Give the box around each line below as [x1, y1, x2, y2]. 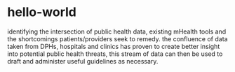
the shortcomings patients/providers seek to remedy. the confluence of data [7, 34, 228, 43]
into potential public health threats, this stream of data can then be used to [7, 50, 223, 58]
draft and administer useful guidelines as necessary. [7, 57, 159, 65]
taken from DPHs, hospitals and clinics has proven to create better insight [7, 42, 220, 50]
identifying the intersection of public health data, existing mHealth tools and [7, 27, 227, 36]
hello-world [7, 4, 77, 20]
